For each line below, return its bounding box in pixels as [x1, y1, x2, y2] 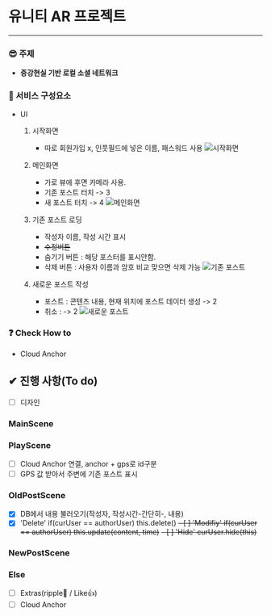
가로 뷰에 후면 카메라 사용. [44, 177, 127, 186]
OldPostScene [8, 489, 66, 501]
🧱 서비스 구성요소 [8, 90, 71, 102]
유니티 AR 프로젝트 [8, 7, 127, 26]
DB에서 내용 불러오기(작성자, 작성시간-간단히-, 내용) [19, 509, 184, 519]
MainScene [8, 417, 54, 429]
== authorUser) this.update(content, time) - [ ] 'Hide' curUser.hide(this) [19, 527, 257, 537]
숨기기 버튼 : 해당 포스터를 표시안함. [44, 252, 156, 262]
